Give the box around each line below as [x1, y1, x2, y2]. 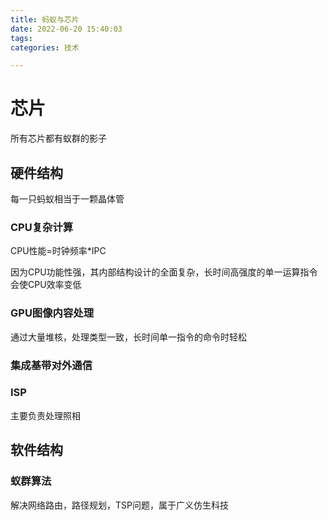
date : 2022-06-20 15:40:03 [10, 24, 123, 34]
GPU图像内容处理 [10, 306, 95, 320]
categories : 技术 [10, 42, 80, 53]
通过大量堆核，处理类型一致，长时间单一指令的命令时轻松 [10, 331, 247, 343]
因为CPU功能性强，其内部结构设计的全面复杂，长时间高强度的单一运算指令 [10, 266, 318, 278]
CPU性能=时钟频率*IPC [10, 245, 107, 257]
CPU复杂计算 [10, 220, 74, 234]
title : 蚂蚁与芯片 [10, 14, 80, 25]
